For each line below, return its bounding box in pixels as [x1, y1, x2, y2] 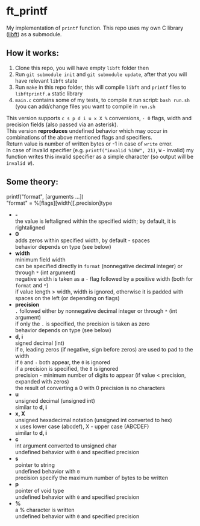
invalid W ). [6, 159, 34, 167]
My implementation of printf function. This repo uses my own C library [6, 24, 184, 31]
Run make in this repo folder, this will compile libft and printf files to [14, 83, 187, 91]
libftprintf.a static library [14, 89, 83, 97]
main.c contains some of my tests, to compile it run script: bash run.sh [14, 96, 190, 103]
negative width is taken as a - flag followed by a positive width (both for [14, 275, 193, 282]
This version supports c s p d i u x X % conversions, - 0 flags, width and [6, 114, 192, 121]
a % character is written [14, 506, 75, 513]
